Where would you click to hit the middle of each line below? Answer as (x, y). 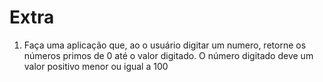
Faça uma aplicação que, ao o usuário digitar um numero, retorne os (165, 45)
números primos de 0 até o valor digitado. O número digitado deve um (168, 55)
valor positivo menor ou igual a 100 (96, 66)
